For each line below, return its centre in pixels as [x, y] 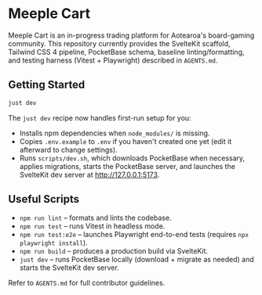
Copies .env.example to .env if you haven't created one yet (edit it [126, 141]
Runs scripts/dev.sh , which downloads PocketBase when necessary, [132, 158]
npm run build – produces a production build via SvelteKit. [114, 251]
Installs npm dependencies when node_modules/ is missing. [115, 133]
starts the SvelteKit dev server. [69, 268]
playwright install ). [53, 243]
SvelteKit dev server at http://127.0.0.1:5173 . [89, 174]
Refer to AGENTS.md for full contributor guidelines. [87, 283]
